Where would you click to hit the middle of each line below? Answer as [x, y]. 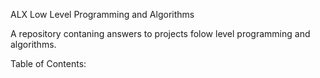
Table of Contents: [48, 63]
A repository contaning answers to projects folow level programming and [160, 33]
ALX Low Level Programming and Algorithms [102, 14]
